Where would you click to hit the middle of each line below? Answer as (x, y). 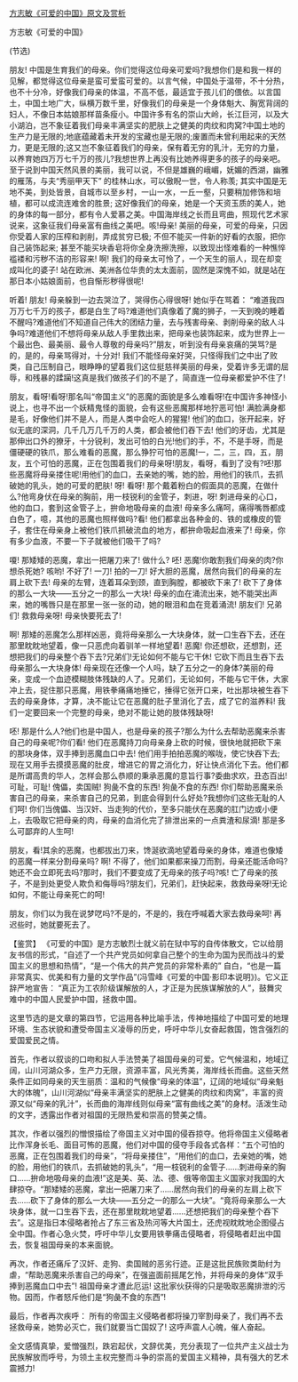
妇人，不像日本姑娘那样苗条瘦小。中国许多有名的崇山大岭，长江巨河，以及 (145, 114)
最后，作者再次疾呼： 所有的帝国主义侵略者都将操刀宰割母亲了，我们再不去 (146, 1316)
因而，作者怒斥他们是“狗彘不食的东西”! (95, 1297)
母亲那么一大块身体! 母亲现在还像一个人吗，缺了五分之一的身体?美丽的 (138, 668)
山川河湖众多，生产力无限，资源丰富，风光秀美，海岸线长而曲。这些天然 (157, 1070)
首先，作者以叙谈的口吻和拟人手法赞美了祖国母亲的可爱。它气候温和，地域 (145, 1059)
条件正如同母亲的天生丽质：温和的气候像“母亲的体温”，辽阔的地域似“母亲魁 (146, 1081)
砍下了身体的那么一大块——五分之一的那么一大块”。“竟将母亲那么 (150, 1200)
